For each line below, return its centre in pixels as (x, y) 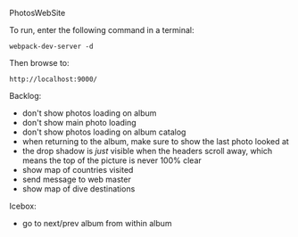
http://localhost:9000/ (54, 79)
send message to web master (76, 179)
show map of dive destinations (79, 189)
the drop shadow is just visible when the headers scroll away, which (147, 151)
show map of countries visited (78, 170)
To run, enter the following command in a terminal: (102, 30)
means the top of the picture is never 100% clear (112, 160)
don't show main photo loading (79, 123)
